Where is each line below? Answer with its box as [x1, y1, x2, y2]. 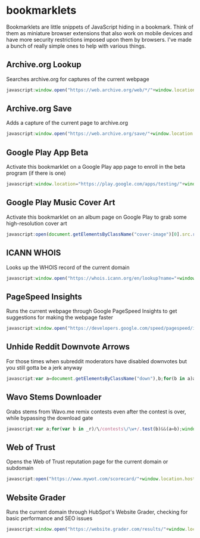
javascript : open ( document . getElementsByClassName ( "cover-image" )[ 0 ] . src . [6, 231, 193, 237]
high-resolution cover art [6, 219, 67, 227]
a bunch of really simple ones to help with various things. [6, 42, 146, 50]
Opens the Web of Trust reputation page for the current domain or [6, 458, 168, 465]
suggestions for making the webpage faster [6, 314, 113, 321]
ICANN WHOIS [6, 248, 61, 258]
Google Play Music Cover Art [6, 197, 115, 208]
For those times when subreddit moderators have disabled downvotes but [6, 357, 187, 364]
